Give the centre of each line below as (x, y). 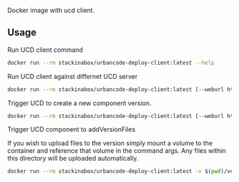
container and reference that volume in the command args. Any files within (117, 151)
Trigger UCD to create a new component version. (79, 103)
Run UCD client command (45, 50)
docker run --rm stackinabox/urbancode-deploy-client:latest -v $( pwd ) (116, 171)
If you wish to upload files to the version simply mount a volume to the (110, 143)
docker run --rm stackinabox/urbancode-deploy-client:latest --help (111, 63)
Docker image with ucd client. (51, 10)
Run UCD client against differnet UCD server (73, 76)
